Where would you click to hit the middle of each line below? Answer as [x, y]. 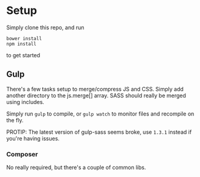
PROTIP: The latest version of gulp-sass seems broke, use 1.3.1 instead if [99, 132]
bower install [24, 38]
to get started [23, 55]
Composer [22, 154]
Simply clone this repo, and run [45, 27]
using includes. [25, 102]
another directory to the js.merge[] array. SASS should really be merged [96, 95]
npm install [21, 44]
